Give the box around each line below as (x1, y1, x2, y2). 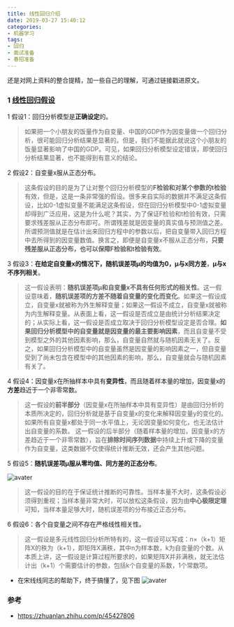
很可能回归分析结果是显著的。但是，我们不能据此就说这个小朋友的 (36, 136, 227, 144)
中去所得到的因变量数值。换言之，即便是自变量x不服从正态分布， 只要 (24, 236, 224, 244)
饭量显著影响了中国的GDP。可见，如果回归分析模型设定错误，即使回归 (24, 145, 228, 153)
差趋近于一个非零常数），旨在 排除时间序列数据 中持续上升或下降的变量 (24, 436, 224, 444)
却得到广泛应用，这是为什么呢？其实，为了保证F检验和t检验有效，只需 (24, 209, 226, 218)
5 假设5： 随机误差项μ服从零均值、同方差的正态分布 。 (7, 460, 161, 468)
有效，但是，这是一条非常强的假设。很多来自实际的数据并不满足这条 (24, 192, 221, 200)
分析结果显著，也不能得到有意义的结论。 (24, 153, 141, 162)
